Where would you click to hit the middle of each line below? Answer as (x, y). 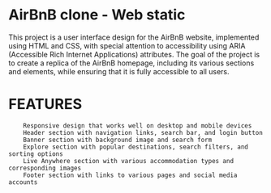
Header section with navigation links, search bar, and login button (143, 132)
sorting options (36, 154)
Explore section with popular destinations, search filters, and (136, 147)
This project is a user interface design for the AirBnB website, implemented (134, 37)
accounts (23, 182)
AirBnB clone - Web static (97, 15)
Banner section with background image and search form (118, 140)
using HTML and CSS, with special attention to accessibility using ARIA (127, 45)
